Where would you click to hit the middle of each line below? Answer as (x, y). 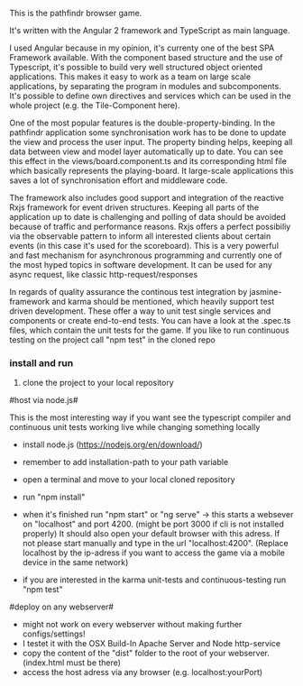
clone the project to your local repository (98, 383)
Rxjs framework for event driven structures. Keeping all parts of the (134, 207)
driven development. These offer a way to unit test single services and (140, 311)
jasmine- (266, 292)
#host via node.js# (44, 400)
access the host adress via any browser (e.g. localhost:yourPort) (142, 672)
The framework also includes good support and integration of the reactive (147, 198)
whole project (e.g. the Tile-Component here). (95, 105)
